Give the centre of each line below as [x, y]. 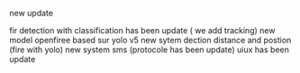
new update [32, 13]
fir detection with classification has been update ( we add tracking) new [142, 30]
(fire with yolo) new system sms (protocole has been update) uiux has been [150, 50]
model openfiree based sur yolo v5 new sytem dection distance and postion [150, 40]
